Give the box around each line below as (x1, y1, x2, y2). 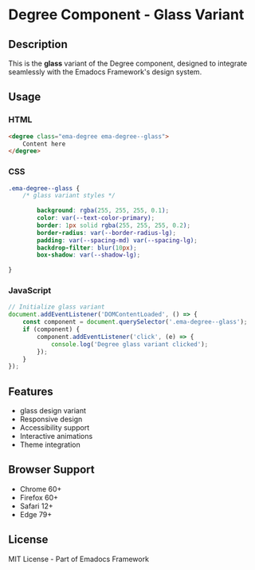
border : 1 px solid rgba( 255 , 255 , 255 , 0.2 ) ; (37, 221, 191, 229)
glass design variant (19, 406, 86, 416)
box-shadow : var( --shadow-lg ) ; (37, 251, 141, 259)
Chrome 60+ (19, 484, 62, 493)
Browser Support (8, 463, 96, 476)
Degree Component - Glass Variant (8, 6, 245, 24)
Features (8, 385, 53, 398)
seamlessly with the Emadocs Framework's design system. (8, 67, 202, 77)
